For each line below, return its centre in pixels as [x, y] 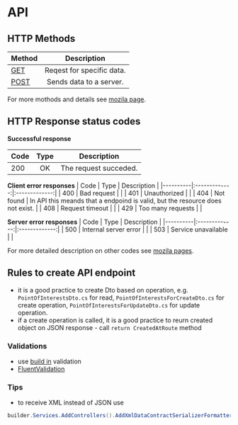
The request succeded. [99, 168]
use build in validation [49, 361]
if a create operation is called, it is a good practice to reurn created [115, 320]
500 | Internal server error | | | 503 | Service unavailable [146, 229]
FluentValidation [41, 368]
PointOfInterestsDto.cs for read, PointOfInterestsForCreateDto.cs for [121, 297]
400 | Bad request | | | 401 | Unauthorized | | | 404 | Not [144, 193]
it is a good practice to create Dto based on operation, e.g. [103, 290]
